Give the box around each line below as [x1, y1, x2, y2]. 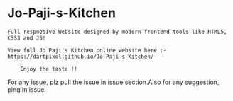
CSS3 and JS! [7, 34, 46, 42]
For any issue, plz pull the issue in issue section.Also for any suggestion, [7, 78, 220, 86]
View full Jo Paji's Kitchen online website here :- [7, 47, 167, 54]
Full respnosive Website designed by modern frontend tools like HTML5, [7, 28, 227, 35]
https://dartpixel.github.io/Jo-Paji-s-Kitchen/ [7, 53, 154, 60]
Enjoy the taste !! [20, 65, 78, 72]
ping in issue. [7, 85, 47, 93]
